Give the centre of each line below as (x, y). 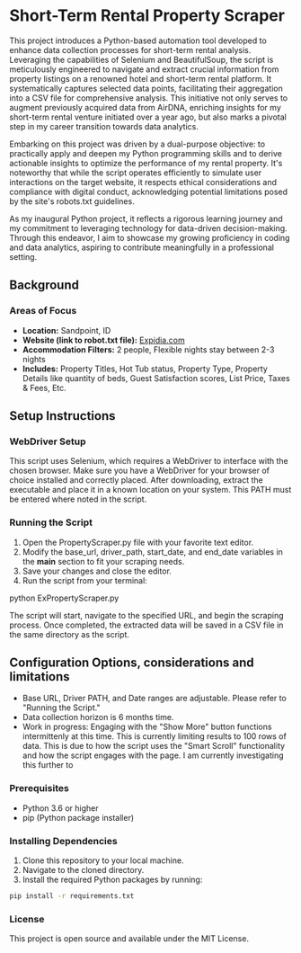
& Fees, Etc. (44, 387)
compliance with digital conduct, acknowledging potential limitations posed (149, 191)
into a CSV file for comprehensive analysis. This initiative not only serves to (149, 98)
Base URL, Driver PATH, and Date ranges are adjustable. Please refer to (155, 699)
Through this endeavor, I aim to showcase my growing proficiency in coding (150, 237)
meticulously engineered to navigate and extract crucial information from (144, 69)
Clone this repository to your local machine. (103, 860)
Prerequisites (39, 788)
